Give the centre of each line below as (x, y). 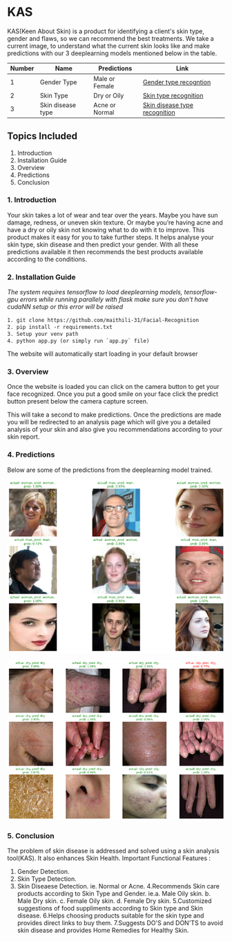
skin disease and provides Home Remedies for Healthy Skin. (103, 930)
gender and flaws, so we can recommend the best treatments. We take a (110, 38)
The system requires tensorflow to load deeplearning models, (95, 292)
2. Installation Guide (41, 277)
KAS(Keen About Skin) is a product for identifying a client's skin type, (106, 31)
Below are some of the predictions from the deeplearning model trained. (110, 470)
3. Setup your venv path (43, 334)
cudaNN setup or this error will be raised (65, 307)
